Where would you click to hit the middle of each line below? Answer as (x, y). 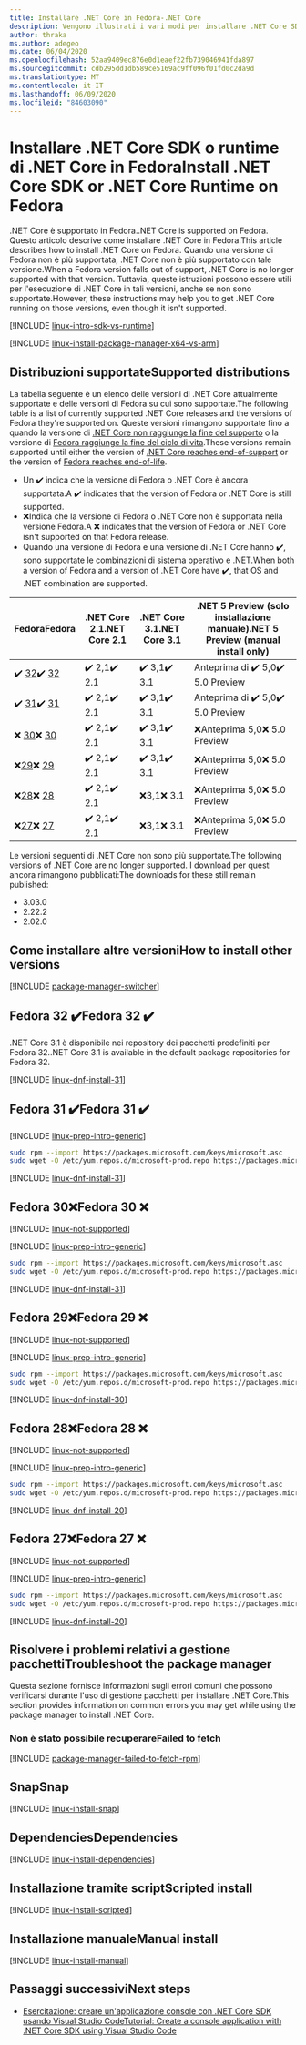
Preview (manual (243, 640)
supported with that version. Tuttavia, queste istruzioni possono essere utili (150, 280)
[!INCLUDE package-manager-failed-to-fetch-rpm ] (105, 1758)
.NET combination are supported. (85, 584)
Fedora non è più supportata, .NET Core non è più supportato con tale (141, 259)
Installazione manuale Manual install (114, 1939)
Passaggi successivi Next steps (100, 1989)
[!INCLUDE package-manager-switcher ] (85, 986)
